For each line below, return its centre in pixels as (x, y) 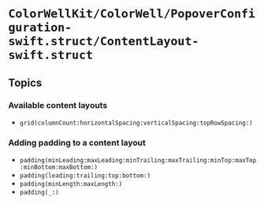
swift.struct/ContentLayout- (104, 41)
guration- (40, 28)
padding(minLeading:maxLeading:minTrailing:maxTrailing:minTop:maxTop (138, 161)
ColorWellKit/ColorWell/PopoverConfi (132, 14)
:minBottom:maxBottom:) (59, 168)
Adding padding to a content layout (77, 143)
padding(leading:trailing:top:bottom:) (85, 176)
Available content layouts (58, 105)
